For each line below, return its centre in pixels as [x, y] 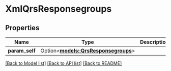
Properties [22, 28]
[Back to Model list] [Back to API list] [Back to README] [64, 63]
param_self [22, 51]
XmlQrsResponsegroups [59, 9]
